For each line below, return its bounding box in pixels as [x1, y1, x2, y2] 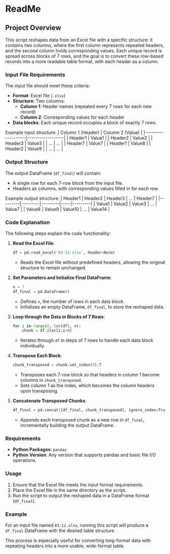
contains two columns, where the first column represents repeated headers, [5, 42, 164, 48]
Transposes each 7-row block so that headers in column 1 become [20, 372, 160, 378]
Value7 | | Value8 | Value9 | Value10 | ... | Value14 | [5, 206, 110, 212]
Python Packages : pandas [12, 447, 67, 453]
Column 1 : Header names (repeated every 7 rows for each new [20, 103, 152, 109]
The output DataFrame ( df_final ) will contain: [5, 170, 101, 176]
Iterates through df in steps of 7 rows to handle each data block [20, 337, 154, 344]
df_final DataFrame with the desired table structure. [5, 528, 116, 534]
